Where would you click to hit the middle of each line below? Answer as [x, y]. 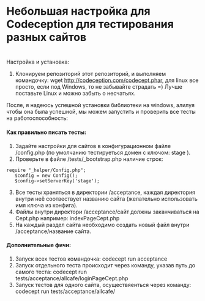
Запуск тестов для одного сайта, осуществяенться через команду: [103, 284]
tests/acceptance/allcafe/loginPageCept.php [72, 278]
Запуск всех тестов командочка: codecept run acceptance [91, 259]
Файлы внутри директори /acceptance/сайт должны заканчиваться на [107, 212]
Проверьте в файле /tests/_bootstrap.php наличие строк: [89, 159]
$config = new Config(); [46, 176]
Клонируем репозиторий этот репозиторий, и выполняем [91, 74]
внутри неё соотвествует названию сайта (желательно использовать [106, 199]
